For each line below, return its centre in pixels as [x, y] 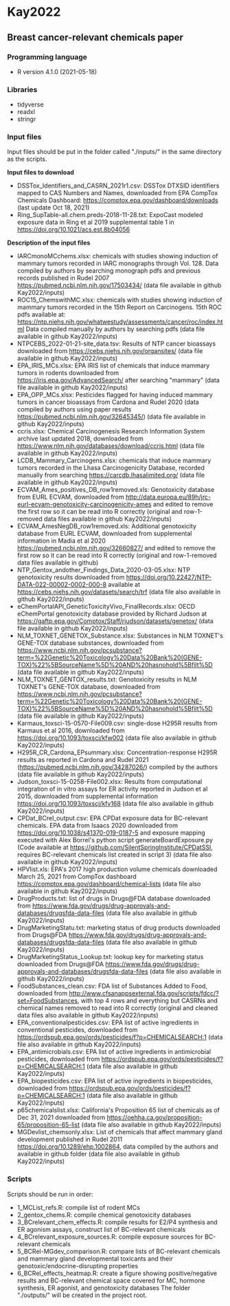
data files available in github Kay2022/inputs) [108, 519]
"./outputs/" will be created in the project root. [82, 1295]
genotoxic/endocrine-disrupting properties [78, 1265]
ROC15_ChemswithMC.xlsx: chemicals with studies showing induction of [119, 300]
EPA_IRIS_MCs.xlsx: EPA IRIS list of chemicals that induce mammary [113, 365]
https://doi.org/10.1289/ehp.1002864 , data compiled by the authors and [117, 1147]
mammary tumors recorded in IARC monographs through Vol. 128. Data [118, 263]
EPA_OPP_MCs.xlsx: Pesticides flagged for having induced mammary [115, 395]
